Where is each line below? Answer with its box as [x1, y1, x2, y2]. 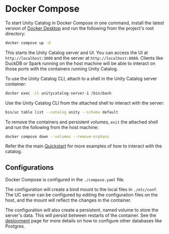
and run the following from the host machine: [5, 124, 99, 130]
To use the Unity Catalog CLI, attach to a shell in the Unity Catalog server [5, 75, 157, 82]
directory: [5, 30, 26, 36]
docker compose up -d [5, 40, 51, 46]
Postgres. [5, 223, 25, 229]
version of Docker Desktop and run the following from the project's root [5, 25, 154, 31]
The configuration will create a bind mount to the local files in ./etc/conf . [5, 186, 158, 192]
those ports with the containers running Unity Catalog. [5, 65, 119, 71]
